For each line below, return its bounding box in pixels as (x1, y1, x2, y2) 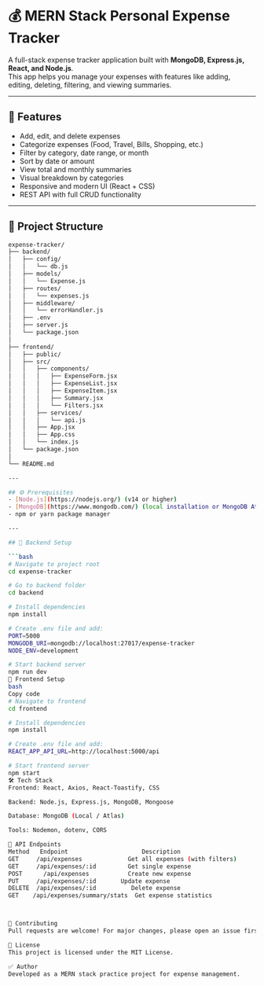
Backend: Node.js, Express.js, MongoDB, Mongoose (8, 798, 174, 806)
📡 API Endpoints (8, 841, 61, 848)
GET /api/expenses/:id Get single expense (8, 863, 192, 870)
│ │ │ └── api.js (8, 416, 86, 424)
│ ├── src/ (8, 358, 51, 366)
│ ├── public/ (8, 350, 61, 359)
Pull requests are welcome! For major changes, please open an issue (8, 927, 241, 935)
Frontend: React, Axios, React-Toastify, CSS (8, 784, 159, 792)
